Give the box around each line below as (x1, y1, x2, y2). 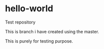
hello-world (5, 3, 54, 14)
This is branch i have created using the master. (5, 28, 99, 34)
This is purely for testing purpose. (5, 38, 73, 44)
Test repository (5, 19, 36, 25)
